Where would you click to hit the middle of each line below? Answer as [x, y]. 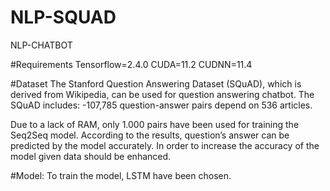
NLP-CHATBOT [41, 45]
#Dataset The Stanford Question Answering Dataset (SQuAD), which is [156, 83]
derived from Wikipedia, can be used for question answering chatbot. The [162, 94]
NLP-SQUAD [63, 17]
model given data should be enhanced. [91, 156]
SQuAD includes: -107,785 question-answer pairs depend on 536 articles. [161, 105]
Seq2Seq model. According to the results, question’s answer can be [150, 135]
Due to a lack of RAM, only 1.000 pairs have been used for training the [155, 124]
